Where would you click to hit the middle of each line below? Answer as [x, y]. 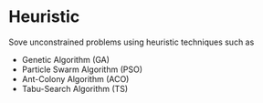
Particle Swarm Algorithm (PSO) [82, 69]
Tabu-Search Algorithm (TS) [75, 88]
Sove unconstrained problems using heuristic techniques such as [131, 42]
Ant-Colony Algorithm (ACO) [75, 78]
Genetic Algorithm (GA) [66, 59]
